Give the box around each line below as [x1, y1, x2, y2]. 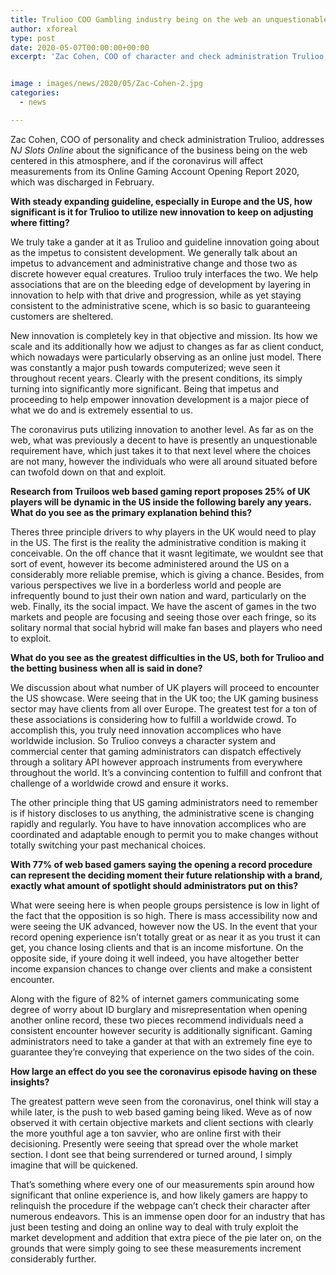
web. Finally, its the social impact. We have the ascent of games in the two [10, 600, 317, 612]
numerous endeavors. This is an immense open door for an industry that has [10, 1210, 326, 1222]
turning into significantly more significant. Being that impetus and [10, 382, 280, 395]
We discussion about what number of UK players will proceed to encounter [10, 681, 320, 693]
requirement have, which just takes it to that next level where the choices [10, 444, 312, 456]
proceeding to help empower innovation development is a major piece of [10, 393, 310, 405]
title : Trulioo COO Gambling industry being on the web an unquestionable [10, 14, 329, 25]
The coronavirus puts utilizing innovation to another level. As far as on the [10, 423, 314, 435]
